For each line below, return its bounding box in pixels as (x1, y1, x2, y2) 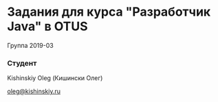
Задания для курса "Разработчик (7, 4, 211, 20)
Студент (7, 58, 37, 68)
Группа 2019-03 (7, 41, 54, 49)
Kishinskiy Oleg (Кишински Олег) (7, 74, 103, 82)
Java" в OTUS (7, 18, 88, 34)
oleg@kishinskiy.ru (7, 87, 61, 96)
